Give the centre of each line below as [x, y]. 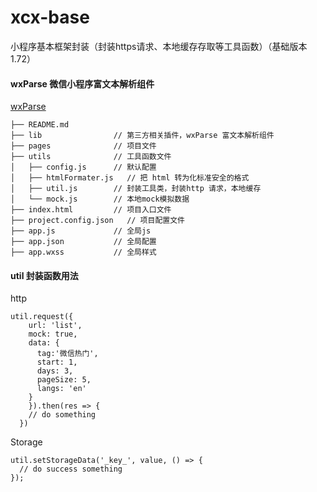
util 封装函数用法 [44, 275]
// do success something [71, 469]
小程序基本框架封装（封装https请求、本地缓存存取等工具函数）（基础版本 [159, 46]
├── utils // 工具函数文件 [91, 157]
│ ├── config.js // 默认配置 [83, 167]
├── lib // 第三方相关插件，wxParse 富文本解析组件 [142, 136]
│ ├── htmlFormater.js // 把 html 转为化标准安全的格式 [130, 178]
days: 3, [55, 371]
